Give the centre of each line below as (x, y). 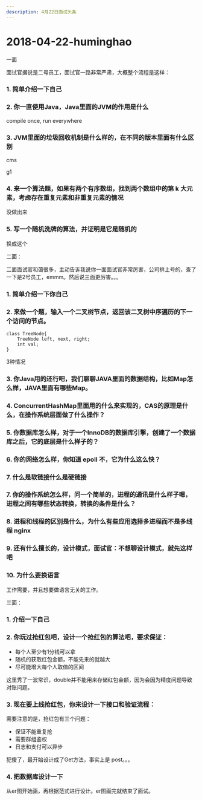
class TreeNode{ (27, 333)
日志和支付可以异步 (39, 747)
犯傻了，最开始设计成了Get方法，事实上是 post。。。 (70, 759)
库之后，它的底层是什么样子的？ (53, 441)
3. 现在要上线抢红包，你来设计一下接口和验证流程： (81, 704)
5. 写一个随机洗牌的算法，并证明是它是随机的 (71, 229)
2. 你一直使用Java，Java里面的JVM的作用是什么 (77, 107)
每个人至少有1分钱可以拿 (45, 652)
